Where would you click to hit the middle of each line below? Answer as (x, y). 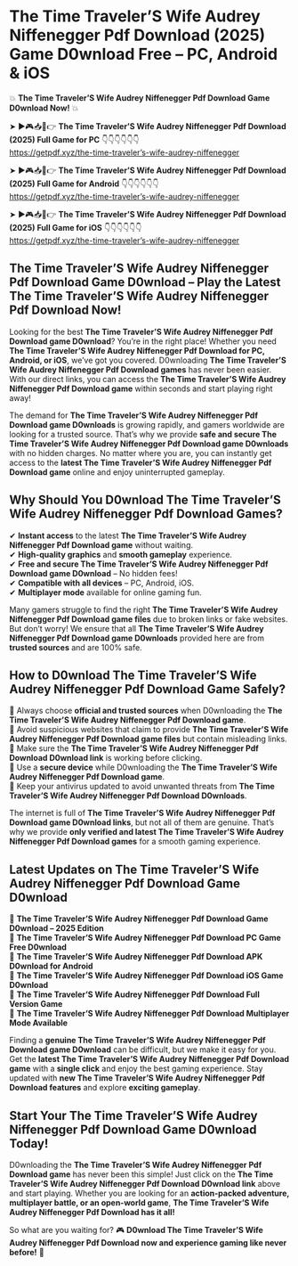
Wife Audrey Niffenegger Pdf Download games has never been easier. (141, 369)
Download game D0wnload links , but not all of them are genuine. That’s (142, 822)
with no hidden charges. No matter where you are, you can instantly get (141, 453)
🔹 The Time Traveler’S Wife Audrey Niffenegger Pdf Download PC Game (145, 938)
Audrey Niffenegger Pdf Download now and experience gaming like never (148, 1243)
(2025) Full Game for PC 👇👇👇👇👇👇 (74, 139)
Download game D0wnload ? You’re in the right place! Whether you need (143, 341)
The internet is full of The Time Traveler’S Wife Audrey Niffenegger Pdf (142, 813)
